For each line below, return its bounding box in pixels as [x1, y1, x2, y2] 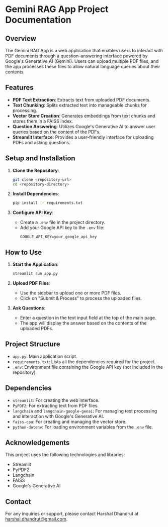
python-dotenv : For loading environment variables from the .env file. [12, 424, 153, 430]
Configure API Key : [12, 209, 54, 216]
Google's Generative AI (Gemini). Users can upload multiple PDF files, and [5, 58, 159, 64]
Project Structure [5, 340, 60, 349]
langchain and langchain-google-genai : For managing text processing [12, 408, 157, 414]
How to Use [5, 248, 42, 257]
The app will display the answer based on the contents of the [20, 320, 147, 326]
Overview [5, 34, 37, 43]
